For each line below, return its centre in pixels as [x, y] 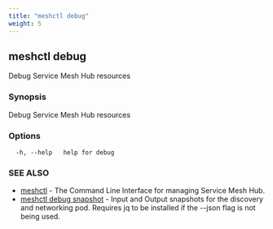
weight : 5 [25, 24]
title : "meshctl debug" [49, 16]
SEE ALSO [29, 173]
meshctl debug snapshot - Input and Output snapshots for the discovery [141, 199]
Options [24, 136]
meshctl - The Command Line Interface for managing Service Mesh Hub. [143, 191]
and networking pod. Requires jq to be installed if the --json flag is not [138, 208]
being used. [40, 217]
